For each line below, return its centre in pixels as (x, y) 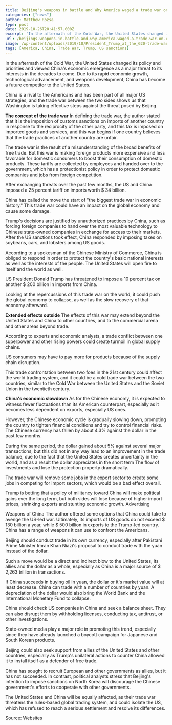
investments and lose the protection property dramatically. (67, 467)
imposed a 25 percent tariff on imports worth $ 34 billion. (66, 190)
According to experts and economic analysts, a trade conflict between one (84, 336)
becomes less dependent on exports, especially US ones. (66, 409)
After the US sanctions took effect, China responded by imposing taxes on (84, 237)
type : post (17, 24)
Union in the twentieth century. (38, 389)
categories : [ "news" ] (28, 15)
